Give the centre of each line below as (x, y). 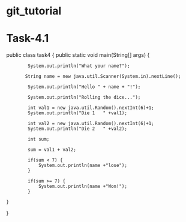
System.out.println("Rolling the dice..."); (84, 98)
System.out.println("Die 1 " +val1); (78, 113)
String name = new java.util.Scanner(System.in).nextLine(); (103, 77)
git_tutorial (34, 11)
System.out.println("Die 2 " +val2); (78, 129)
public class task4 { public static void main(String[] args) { (78, 55)
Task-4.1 (28, 39)
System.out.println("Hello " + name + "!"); (84, 87)
